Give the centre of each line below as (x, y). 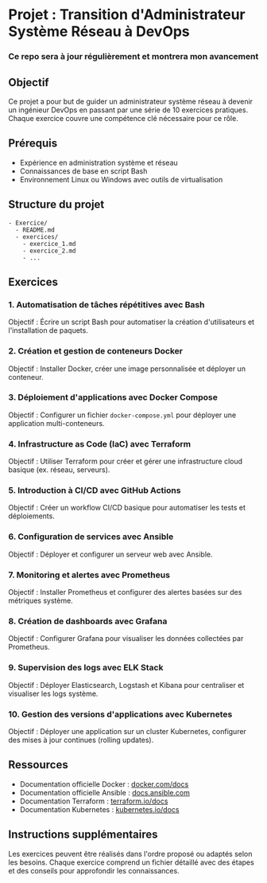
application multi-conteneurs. (56, 423)
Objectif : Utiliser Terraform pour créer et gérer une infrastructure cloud (126, 461)
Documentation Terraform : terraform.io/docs (94, 801)
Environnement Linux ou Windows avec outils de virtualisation (121, 179)
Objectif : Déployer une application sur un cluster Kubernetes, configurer (127, 731)
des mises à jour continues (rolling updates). (81, 740)
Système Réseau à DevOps (99, 31)
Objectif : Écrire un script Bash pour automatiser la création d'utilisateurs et (132, 322)
